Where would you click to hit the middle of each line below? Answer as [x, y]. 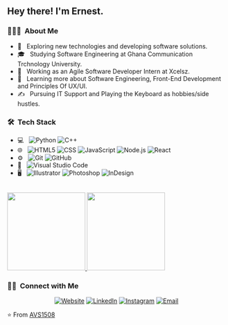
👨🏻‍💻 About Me [33, 31]
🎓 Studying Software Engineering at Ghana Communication [105, 54]
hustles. [28, 104]
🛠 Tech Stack [32, 122]
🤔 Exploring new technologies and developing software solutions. [112, 46]
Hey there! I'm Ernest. [55, 11]
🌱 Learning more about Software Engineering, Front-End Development [119, 78]
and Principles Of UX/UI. [52, 86]
